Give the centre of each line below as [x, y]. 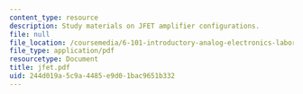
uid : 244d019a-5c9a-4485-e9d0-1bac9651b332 [92, 76]
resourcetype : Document [54, 59]
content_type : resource [54, 17]
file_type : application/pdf [62, 51]
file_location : [38, 43]
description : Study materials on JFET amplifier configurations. [134, 26]
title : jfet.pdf [40, 68]
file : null [30, 34]
